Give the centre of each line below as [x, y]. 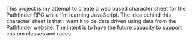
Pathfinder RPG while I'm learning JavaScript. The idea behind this [89, 15]
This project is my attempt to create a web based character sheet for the [96, 9]
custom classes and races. [39, 34]
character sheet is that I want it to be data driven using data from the [91, 21]
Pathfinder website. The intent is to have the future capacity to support [94, 27]
